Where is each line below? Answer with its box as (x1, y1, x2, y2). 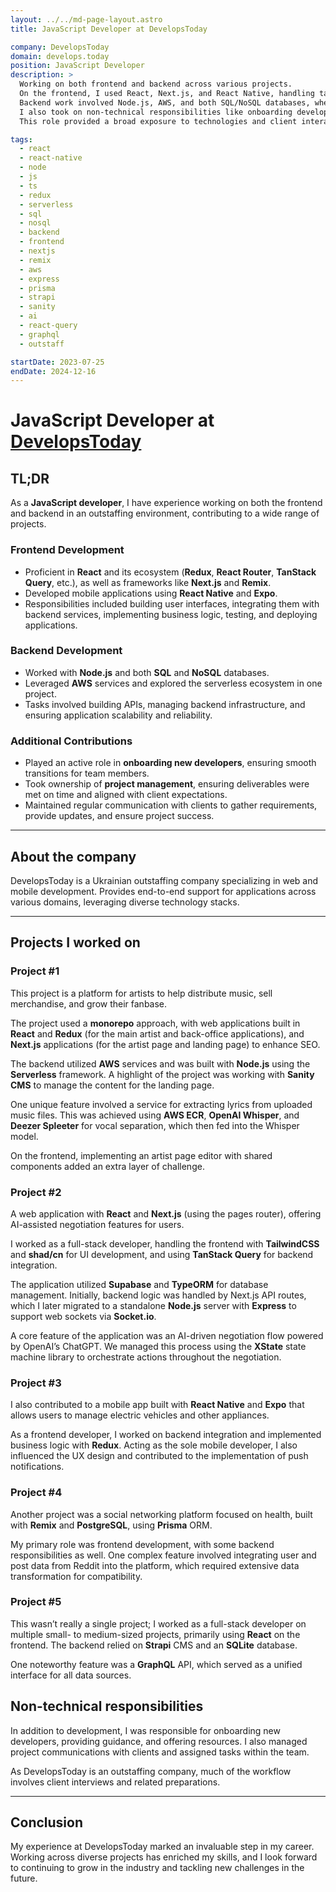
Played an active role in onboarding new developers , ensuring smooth (24, 757, 317, 769)
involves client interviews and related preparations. (10, 1776, 221, 1788)
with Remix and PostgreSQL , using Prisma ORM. (10, 1519, 213, 1531)
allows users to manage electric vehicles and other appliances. (10, 1409, 270, 1421)
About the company (10, 848, 137, 865)
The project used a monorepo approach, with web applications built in (10, 1017, 301, 1029)
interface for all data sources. (10, 1669, 132, 1681)
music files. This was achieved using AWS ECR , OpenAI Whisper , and (10, 1109, 300, 1121)
